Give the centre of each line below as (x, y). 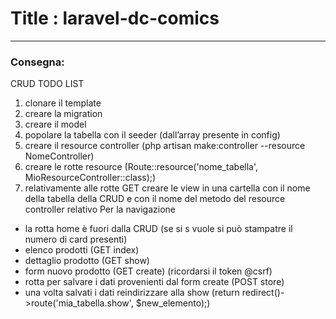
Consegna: (37, 62)
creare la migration (63, 114)
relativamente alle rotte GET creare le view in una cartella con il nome (167, 188)
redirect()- (263, 293)
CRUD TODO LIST (47, 84)
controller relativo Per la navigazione (100, 209)
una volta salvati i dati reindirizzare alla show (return (132, 293)
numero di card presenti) (76, 239)
